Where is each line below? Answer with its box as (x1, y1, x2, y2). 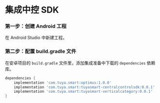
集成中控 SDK (5, 4, 59, 15)
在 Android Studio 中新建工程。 (5, 35, 67, 41)
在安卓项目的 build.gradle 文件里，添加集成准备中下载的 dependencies (5, 60, 146, 66)
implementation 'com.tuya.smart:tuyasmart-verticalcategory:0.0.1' (14, 89, 153, 94)
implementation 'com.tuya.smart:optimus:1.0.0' (14, 80, 112, 85)
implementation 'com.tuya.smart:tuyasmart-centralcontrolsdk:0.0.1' (14, 85, 155, 89)
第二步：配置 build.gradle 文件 (5, 48, 77, 55)
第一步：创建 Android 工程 (5, 23, 67, 29)
